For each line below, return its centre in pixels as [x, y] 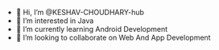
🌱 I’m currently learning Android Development [92, 29]
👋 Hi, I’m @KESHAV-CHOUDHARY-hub [80, 12]
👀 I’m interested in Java [55, 21]
